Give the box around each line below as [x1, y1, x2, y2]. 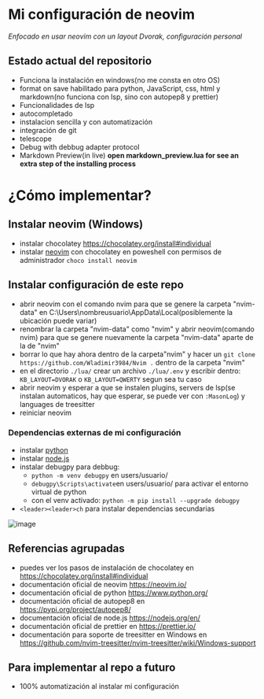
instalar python [19, 445, 68, 454]
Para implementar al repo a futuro [8, 661, 176, 675]
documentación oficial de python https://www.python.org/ [19, 588, 208, 597]
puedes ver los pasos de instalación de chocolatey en [19, 563, 194, 572]
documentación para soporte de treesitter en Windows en [19, 630, 207, 639]
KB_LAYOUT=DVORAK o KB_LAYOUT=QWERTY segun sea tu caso [19, 374, 202, 383]
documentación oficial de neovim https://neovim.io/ [19, 579, 187, 589]
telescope [19, 134, 53, 143]
